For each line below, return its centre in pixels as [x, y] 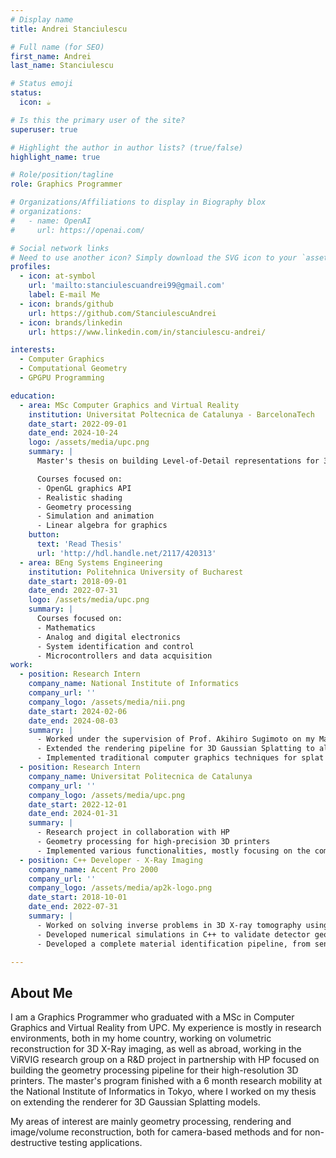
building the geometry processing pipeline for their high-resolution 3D [154, 1070]
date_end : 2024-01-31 [73, 814]
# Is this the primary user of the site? [98, 120]
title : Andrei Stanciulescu [69, 29]
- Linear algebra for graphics [102, 526]
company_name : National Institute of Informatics [134, 684]
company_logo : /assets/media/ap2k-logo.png [120, 888]
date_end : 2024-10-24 [73, 433]
